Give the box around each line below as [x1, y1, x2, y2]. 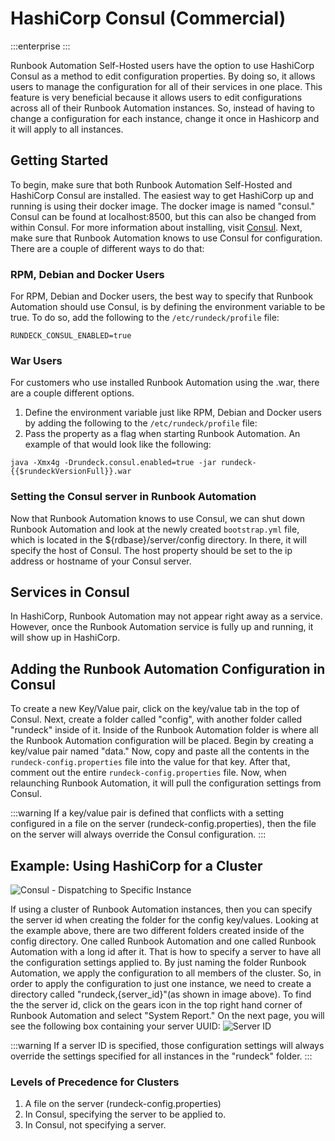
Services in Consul [10, 584, 130, 601]
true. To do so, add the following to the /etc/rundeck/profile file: [10, 312, 280, 324]
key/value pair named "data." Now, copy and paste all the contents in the [10, 745, 310, 757]
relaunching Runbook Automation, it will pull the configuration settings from [10, 777, 322, 789]
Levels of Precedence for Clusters [10, 1075, 180, 1089]
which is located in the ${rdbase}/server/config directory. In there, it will [10, 533, 307, 546]
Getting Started [10, 152, 109, 169]
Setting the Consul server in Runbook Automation [10, 490, 257, 504]
